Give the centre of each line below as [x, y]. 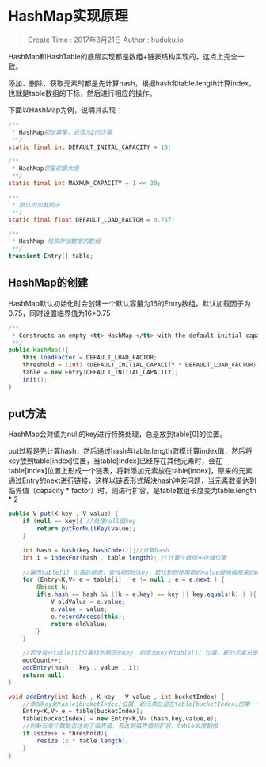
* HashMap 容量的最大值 [45, 169]
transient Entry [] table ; [51, 256]
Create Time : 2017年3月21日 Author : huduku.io [105, 40]
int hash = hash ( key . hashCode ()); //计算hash [96, 550]
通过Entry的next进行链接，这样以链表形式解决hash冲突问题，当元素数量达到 [133, 480]
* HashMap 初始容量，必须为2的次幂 [62, 132]
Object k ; [53, 587]
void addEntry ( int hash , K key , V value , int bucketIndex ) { [116, 697]
